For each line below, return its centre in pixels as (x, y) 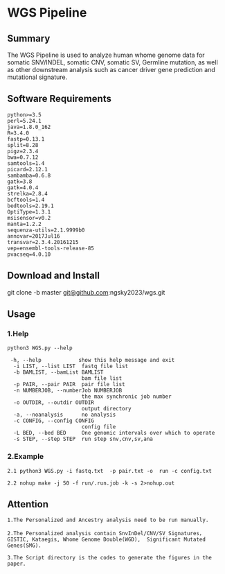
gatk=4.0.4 (23, 188)
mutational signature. (37, 77)
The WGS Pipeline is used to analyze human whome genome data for (106, 55)
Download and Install (54, 276)
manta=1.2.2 (24, 224)
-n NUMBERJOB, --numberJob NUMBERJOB (68, 391)
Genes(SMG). (24, 546)
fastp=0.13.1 (26, 139)
